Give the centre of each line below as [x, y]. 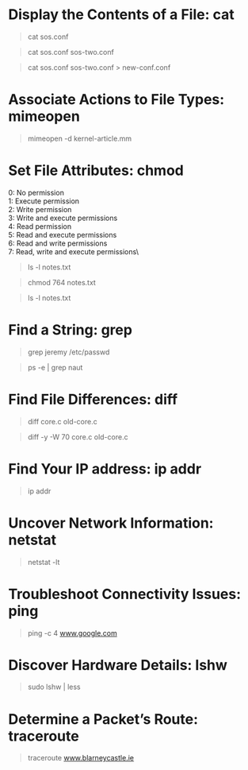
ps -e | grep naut [55, 367]
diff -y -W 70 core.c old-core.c [78, 437]
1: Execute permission [44, 201]
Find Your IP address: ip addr [105, 468]
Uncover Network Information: [111, 523]
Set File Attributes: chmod [96, 170]
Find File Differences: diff [93, 399]
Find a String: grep [71, 330]
